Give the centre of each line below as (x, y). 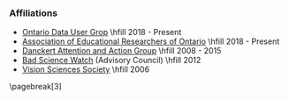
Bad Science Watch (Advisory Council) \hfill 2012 (111, 61)
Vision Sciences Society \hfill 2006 (86, 69)
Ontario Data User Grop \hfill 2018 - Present (102, 32)
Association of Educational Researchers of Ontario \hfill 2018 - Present (151, 41)
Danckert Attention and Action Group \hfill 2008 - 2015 (122, 51)
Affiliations (34, 13)
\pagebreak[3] (35, 87)
